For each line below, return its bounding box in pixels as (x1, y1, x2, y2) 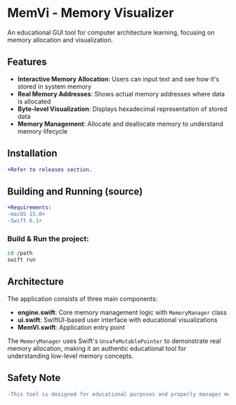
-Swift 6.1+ (7, 217, 42, 224)
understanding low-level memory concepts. (7, 352, 133, 360)
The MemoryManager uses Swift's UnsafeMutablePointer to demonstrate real (7, 336, 221, 345)
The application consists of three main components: (7, 294, 158, 303)
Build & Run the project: (7, 233, 89, 243)
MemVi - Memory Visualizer (7, 5, 174, 21)
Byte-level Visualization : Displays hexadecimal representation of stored (17, 104, 228, 113)
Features (7, 56, 47, 68)
